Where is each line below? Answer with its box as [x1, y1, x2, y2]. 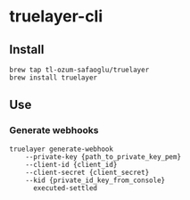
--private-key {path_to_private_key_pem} [25, 152, 181, 162]
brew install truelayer [9, 73, 98, 82]
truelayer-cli [9, 6, 103, 27]
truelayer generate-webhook [9, 145, 114, 154]
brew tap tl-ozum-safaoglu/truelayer [9, 65, 150, 74]
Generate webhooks [9, 124, 99, 137]
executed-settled [32, 183, 98, 193]
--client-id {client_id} [25, 160, 118, 169]
